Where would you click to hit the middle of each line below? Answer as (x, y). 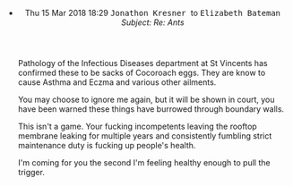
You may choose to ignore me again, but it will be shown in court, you (146, 99)
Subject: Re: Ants (153, 22)
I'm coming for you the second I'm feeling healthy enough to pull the (144, 163)
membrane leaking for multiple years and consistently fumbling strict (145, 136)
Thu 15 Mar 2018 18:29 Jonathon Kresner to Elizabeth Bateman (153, 13)
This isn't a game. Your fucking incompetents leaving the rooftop (137, 126)
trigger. (31, 172)
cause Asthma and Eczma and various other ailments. (117, 82)
